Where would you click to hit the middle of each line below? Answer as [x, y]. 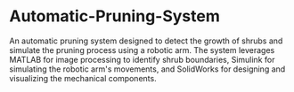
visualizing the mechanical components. [83, 78]
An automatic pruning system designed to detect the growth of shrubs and [146, 41]
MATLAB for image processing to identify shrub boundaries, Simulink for [142, 59]
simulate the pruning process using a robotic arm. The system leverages [142, 50]
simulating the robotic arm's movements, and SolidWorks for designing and [147, 69]
